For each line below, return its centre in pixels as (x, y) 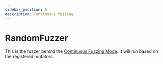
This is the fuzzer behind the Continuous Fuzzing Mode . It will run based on (81, 51)
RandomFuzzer (37, 38)
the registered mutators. (29, 57)
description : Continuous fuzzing (39, 14)
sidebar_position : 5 (26, 9)
